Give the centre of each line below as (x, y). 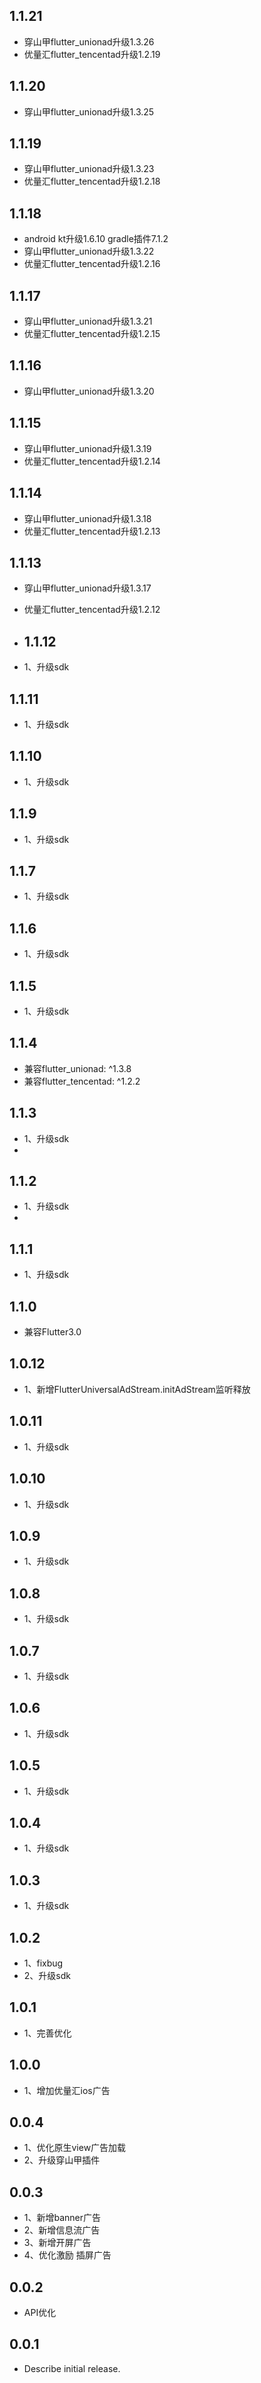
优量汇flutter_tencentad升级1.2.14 (92, 461)
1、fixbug (43, 1963)
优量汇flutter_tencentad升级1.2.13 (92, 531)
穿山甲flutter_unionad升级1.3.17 (87, 588)
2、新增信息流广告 (62, 2230)
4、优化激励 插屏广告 (67, 2255)
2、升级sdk (47, 1975)
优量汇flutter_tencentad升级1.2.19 (92, 54)
